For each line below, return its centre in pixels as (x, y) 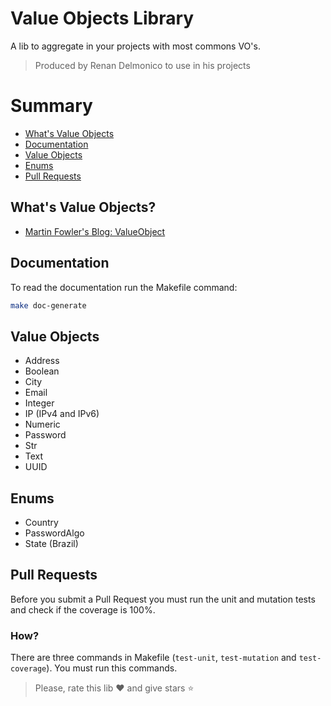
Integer (39, 403)
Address (42, 361)
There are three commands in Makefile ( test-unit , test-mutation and (153, 658)
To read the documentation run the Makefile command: (124, 287)
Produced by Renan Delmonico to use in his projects (142, 65)
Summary (51, 106)
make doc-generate (48, 305)
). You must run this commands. (112, 668)
